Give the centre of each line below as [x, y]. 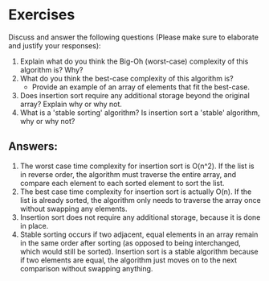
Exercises [42, 15]
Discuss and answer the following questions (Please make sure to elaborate [134, 37]
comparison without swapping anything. [86, 268]
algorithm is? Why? [51, 69]
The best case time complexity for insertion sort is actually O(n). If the [136, 192]
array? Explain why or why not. [71, 104]
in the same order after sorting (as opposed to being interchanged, [130, 242]
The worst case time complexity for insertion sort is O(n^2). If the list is [137, 166]
